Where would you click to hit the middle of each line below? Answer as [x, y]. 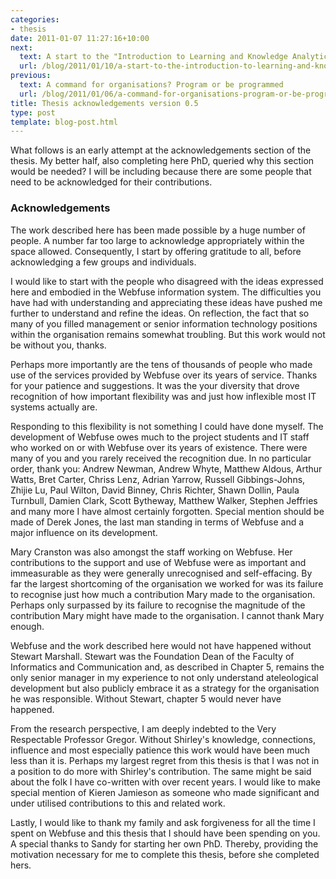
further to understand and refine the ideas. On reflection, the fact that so [160, 313]
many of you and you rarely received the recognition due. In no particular [161, 458]
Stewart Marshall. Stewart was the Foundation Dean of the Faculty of [152, 656]
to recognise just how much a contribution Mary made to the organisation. [163, 594]
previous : [31, 76]
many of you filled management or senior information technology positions [164, 323]
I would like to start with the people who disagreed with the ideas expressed [167, 281]
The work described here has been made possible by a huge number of [158, 230]
